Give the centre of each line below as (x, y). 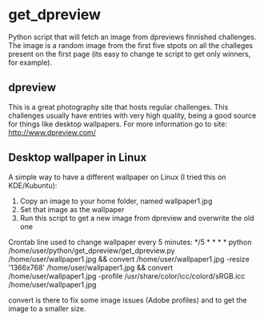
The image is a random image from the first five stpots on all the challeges (131, 45)
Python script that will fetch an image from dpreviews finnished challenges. (132, 37)
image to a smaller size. (47, 308)
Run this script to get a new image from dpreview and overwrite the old (137, 218)
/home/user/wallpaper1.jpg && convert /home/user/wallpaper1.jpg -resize (129, 259)
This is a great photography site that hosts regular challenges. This (118, 106)
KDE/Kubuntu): (33, 185)
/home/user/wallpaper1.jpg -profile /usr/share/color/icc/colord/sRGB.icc (127, 276)
